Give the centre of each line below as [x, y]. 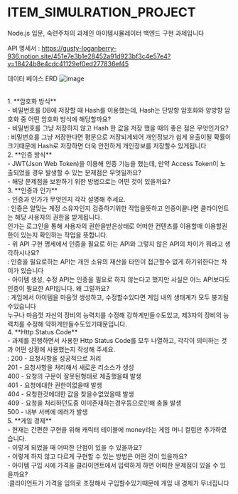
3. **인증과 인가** [33, 190]
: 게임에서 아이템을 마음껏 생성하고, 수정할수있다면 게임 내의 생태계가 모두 [109, 297]
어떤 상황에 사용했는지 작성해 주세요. [65, 349]
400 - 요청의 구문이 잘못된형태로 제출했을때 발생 [75, 376]
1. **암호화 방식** [32, 101]
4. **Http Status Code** [43, 331]
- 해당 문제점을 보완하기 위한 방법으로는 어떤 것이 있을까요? [89, 181]
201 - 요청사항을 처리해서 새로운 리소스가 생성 [71, 367]
